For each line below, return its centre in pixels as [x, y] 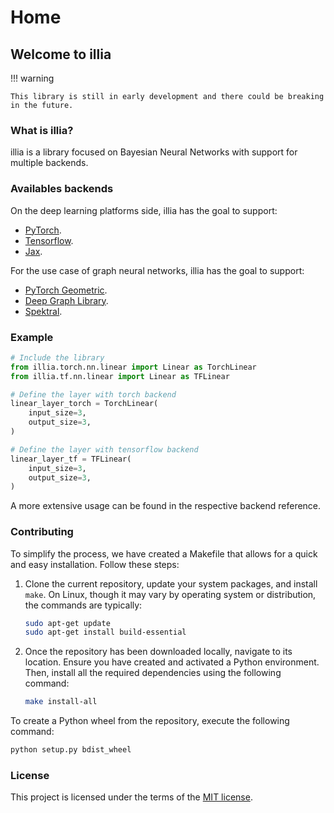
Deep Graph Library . [66, 300]
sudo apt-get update [67, 623]
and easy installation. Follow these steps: [95, 564]
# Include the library [57, 357]
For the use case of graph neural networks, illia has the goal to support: [157, 270]
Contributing [42, 532]
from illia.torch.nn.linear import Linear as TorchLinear [133, 367]
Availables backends [62, 189]
